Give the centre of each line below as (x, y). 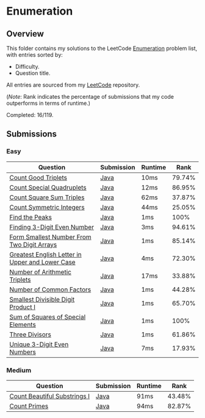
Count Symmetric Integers (47, 207)
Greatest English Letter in (46, 254)
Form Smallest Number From (50, 237)
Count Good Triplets (38, 177)
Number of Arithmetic (41, 272)
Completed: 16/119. (30, 115)
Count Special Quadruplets (48, 187)
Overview (25, 34)
